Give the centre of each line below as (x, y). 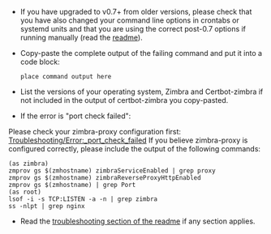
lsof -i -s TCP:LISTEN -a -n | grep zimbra (83, 199)
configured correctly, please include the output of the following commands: (135, 149)
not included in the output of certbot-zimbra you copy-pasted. (124, 100)
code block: (40, 62)
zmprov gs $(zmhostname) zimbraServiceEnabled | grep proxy (112, 171)
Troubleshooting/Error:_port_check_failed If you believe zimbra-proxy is (128, 140)
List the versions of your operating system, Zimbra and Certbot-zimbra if (142, 91)
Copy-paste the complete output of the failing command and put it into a (141, 53)
